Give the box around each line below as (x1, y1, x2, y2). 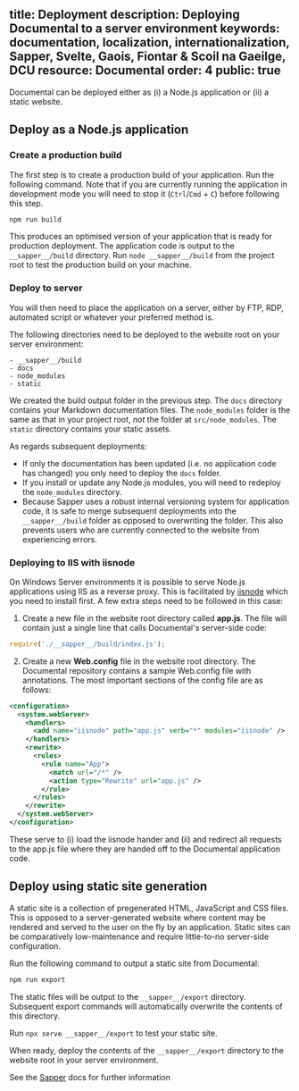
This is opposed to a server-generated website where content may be (9, 911, 266, 923)
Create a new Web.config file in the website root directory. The (21, 656, 256, 667)
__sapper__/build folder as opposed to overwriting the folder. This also (21, 515, 284, 525)
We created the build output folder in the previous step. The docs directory (9, 395, 283, 406)
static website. (9, 96, 63, 106)
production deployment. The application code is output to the (9, 240, 235, 251)
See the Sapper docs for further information (9, 1071, 171, 1082)
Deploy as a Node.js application (9, 122, 189, 138)
